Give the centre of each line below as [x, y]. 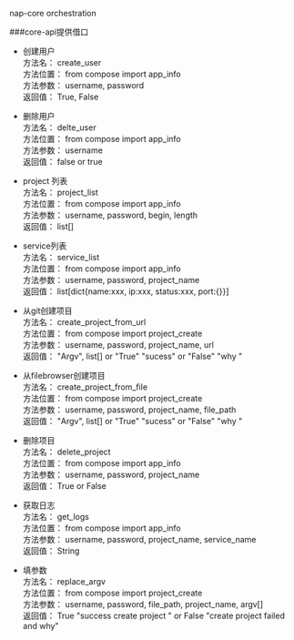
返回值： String [51, 551]
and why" [41, 626]
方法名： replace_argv [64, 581]
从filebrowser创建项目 [64, 376]
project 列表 [45, 181]
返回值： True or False [64, 486]
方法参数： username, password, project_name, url [118, 345]
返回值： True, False [61, 97]
